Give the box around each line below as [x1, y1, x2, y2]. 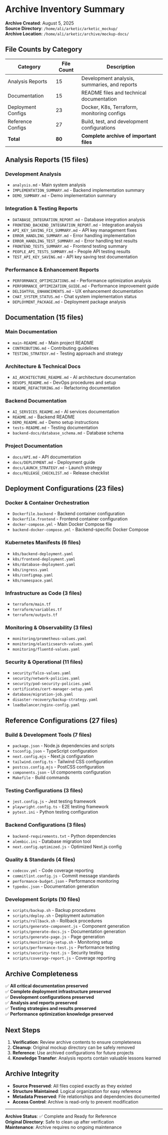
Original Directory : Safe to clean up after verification [5, 1118, 114, 1124]
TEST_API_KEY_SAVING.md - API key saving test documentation [12, 254, 138, 260]
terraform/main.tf [12, 602, 51, 607]
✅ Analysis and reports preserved [5, 1000, 77, 1006]
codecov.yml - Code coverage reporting [12, 867, 94, 874]
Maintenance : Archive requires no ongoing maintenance [5, 1124, 122, 1130]
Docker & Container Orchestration [5, 499, 89, 506]
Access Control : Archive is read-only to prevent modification [12, 1098, 138, 1104]
